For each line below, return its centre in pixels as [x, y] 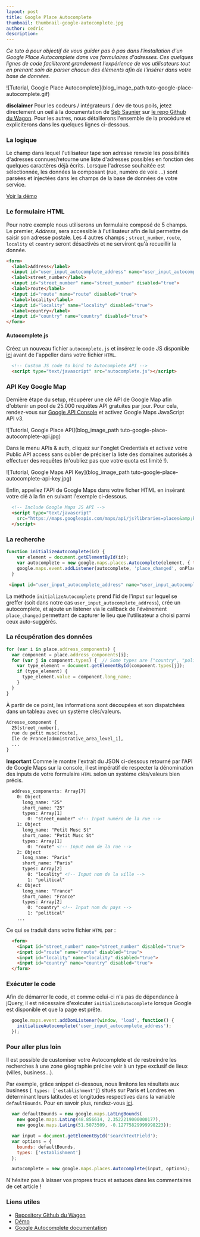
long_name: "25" [42, 802]
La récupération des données [49, 637]
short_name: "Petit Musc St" [58, 835]
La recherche [26, 539]
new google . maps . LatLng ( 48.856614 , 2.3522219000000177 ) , [89, 1120]
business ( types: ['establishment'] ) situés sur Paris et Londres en [90, 1090]
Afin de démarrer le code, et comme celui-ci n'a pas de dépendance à [92, 997]
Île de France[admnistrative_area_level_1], [68, 739]
